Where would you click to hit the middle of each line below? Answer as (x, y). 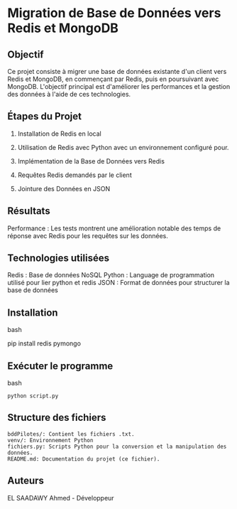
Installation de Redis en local (59, 134)
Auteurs (26, 481)
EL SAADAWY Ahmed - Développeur (61, 498)
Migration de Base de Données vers (114, 13)
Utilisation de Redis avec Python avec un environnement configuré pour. (123, 147)
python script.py (33, 396)
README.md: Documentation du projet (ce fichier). (84, 459)
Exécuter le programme (60, 366)
